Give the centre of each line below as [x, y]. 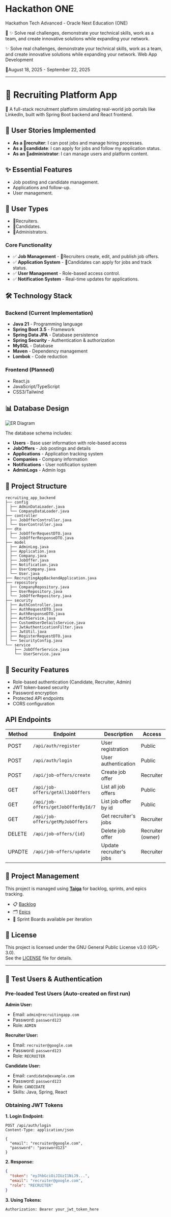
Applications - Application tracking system [58, 454]
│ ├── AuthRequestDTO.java [34, 610]
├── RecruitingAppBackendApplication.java [51, 578]
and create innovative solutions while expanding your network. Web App [81, 54]
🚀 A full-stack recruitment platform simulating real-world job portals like [80, 109]
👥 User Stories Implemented [51, 131]
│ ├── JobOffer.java [27, 561]
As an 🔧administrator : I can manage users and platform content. [80, 154]
